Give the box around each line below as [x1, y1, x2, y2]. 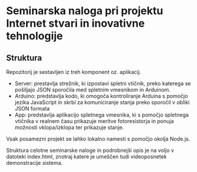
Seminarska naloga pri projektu [6, 4, 164, 18]
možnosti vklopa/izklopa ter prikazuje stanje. [14, 124, 124, 131]
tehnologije [6, 30, 63, 43]
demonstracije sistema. [6, 160, 63, 166]
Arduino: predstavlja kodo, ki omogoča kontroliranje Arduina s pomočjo [14, 93, 188, 99]
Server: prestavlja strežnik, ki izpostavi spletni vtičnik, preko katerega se [14, 80, 191, 87]
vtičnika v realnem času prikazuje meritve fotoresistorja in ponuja [14, 118, 175, 125]
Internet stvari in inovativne [6, 17, 145, 30]
